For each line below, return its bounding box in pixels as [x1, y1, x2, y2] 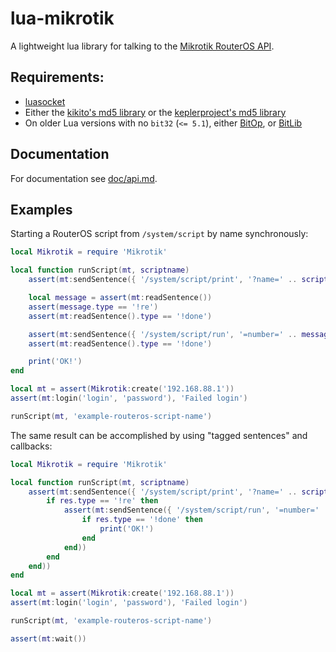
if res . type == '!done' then [81, 515, 203, 525]
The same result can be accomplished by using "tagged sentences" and [10, 429, 308, 441]
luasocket [24, 95, 66, 107]
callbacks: [10, 440, 53, 452]
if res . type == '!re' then [46, 496, 159, 506]
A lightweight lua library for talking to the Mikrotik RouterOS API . [10, 40, 275, 52]
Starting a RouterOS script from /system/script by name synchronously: [10, 228, 309, 240]
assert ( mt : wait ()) [10, 633, 87, 644]
